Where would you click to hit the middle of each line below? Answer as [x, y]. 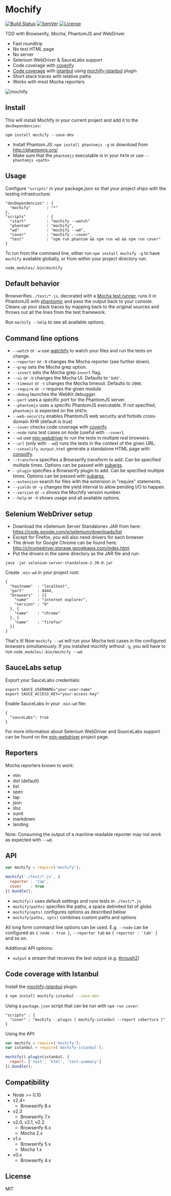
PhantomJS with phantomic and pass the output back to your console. [79, 302]
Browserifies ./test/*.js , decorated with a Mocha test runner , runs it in [81, 296]
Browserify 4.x [35, 1160]
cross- [150, 416]
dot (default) [26, 781]
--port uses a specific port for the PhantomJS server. [69, 400]
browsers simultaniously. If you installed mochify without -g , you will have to [86, 646]
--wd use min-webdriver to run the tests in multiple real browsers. [81, 438]
